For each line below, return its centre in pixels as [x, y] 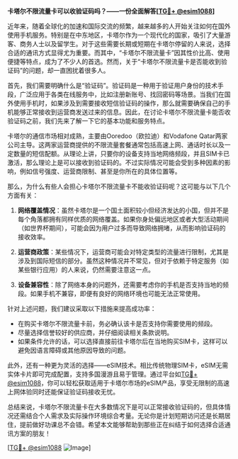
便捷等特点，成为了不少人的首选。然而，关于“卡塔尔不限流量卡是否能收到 [114, 62]
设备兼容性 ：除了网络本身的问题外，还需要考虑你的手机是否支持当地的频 [123, 285]
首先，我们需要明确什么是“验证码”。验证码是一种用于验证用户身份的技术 [113, 85]
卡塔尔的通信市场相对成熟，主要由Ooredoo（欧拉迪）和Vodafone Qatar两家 [118, 136]
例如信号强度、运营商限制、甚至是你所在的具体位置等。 [100, 171]
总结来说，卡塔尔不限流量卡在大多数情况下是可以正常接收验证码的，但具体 [116, 407]
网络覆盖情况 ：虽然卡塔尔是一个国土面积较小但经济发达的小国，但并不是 [123, 210]
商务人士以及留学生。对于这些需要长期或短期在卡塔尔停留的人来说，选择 [125, 44]
